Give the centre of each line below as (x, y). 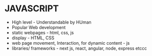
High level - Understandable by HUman (51, 22)
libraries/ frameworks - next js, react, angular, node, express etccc (79, 48)
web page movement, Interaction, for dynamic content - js (71, 43)
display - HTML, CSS (33, 38)
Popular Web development (39, 27)
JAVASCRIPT (32, 9)
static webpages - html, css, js (43, 32)
